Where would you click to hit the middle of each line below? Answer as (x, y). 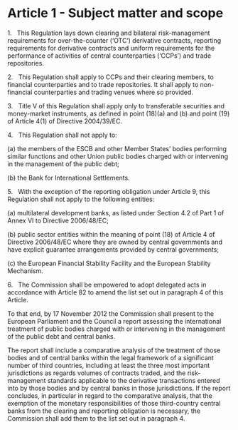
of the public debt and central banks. (61, 336)
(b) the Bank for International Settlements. (69, 178)
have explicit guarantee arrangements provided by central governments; (113, 249)
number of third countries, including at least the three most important (108, 365)
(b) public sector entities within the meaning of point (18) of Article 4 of (111, 234)
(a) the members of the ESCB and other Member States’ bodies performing (117, 148)
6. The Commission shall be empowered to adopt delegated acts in (107, 285)
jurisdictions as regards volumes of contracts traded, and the (97, 373)
